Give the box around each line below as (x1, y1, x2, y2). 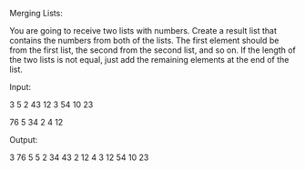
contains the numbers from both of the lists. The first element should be (9, 35, 280, 45)
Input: (9, 82, 32, 92)
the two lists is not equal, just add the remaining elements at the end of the (9, 55, 290, 65)
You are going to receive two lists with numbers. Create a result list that (9, 25, 278, 35)
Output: (9, 135, 38, 145)
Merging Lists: (9, 8, 64, 18)
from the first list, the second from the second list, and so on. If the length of (9, 45, 296, 55)
